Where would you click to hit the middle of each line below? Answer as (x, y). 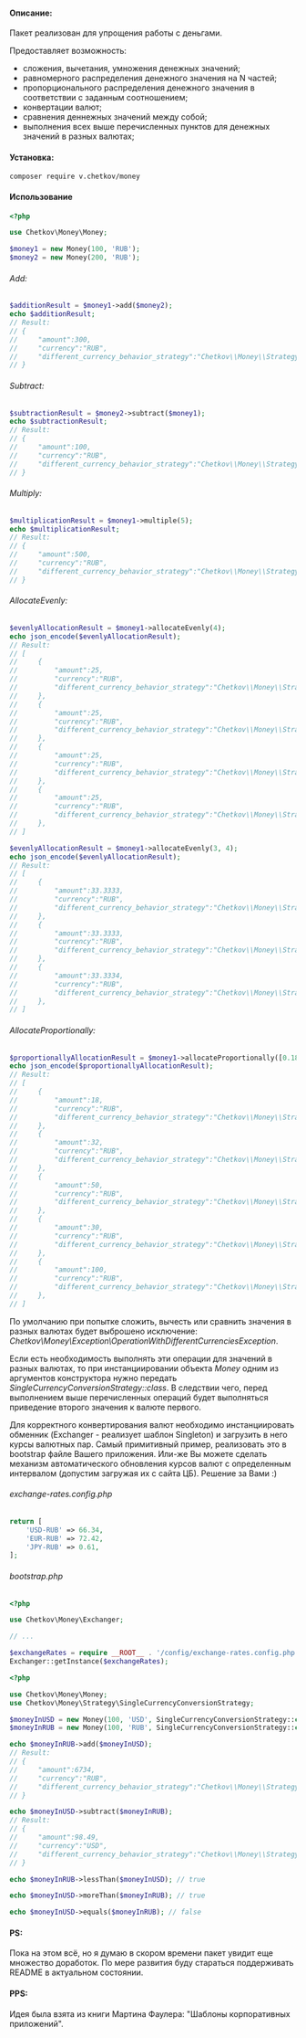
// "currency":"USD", (58, 1845)
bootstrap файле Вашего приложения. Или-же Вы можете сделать (138, 1453)
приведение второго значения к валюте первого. (106, 1407)
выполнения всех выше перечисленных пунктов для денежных (146, 127)
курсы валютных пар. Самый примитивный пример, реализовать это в (148, 1444)
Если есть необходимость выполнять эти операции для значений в (141, 1358)
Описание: (31, 13)
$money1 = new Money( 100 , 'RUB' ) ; (75, 249)
